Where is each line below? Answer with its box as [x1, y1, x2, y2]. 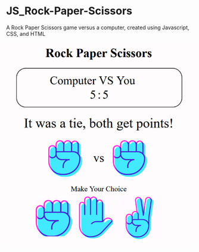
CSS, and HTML [6, 30, 46, 37]
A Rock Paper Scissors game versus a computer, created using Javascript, [6, 24, 189, 31]
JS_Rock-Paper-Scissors [6, 4, 133, 18]
